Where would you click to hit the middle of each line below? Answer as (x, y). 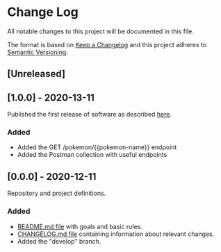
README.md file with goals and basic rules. (80, 226)
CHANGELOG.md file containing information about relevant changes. (116, 234)
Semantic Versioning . (38, 52)
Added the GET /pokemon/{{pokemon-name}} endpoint (97, 147)
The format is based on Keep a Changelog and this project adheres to (107, 44)
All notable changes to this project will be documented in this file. (101, 31)
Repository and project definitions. (57, 193)
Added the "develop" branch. (59, 241)
